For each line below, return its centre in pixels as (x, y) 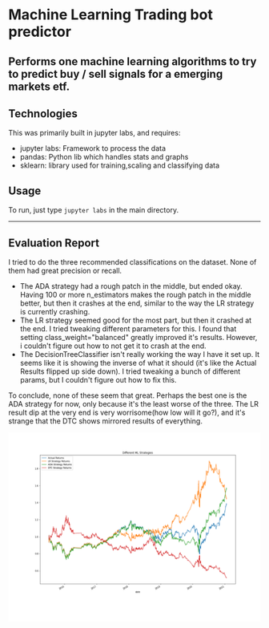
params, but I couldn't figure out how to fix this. (98, 380)
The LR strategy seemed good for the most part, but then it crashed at (136, 320)
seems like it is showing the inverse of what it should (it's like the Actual (138, 363)
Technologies (43, 113)
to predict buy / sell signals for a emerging (116, 74)
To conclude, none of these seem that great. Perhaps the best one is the (128, 395)
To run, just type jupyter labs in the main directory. (93, 210)
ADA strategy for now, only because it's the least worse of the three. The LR (133, 404)
